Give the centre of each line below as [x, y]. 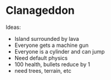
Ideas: [13, 27]
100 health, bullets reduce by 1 [52, 64]
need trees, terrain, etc [43, 70]
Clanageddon [40, 11]
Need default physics [41, 58]
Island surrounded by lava [47, 38]
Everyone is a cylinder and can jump [59, 51]
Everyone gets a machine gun [51, 45]
